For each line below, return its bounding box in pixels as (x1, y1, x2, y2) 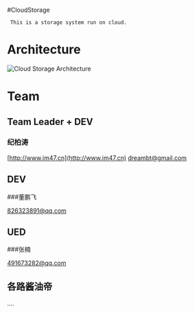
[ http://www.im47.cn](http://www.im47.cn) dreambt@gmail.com (7, 154, 187, 162)
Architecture (7, 42, 81, 58)
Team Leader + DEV (7, 116, 94, 128)
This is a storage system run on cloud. (10, 19, 128, 26)
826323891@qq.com (7, 206, 67, 215)
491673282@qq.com (7, 259, 66, 267)
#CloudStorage (7, 6, 50, 14)
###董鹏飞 (7, 192, 37, 201)
